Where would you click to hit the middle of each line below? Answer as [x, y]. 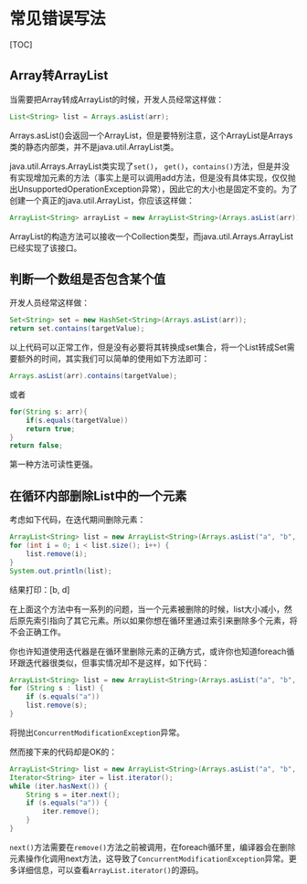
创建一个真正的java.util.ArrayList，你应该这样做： [102, 200]
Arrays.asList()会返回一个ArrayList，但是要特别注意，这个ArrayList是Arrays [152, 135]
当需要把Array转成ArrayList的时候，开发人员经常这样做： [117, 99]
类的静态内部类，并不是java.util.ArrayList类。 [94, 146]
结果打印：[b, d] [40, 589]
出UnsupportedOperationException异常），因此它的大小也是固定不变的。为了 [153, 189]
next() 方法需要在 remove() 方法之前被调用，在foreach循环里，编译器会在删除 [153, 847]
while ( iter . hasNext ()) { [58, 786]
